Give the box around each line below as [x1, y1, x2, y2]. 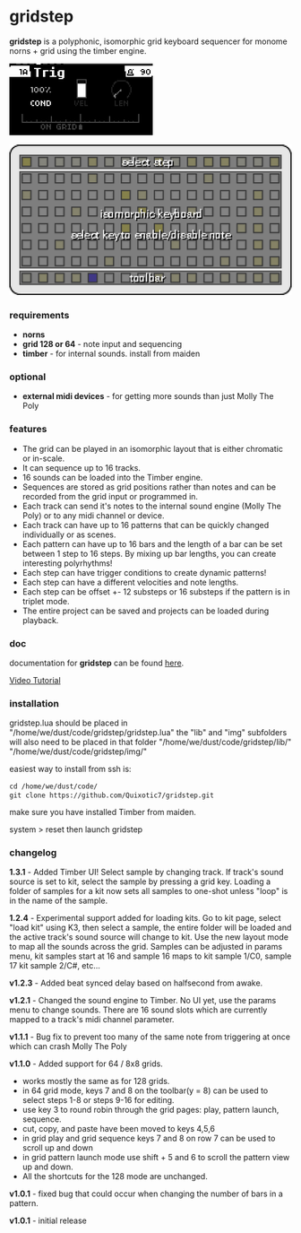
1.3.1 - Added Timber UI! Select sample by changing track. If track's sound [9, 867, 284, 878]
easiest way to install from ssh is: [9, 764, 132, 775]
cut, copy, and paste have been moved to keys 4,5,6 [21, 1124, 215, 1134]
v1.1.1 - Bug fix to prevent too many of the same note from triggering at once [9, 1031, 291, 1042]
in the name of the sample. [9, 895, 108, 907]
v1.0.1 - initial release [9, 1215, 88, 1226]
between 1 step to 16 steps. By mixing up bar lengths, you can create [21, 548, 277, 559]
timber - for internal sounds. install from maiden [21, 348, 201, 359]
